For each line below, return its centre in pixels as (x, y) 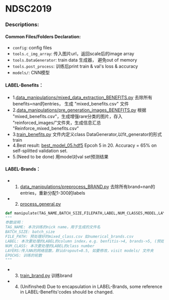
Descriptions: (22, 25)
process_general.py (40, 204)
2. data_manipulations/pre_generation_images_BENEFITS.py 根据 (79, 110)
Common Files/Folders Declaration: (43, 36)
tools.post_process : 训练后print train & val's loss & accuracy (75, 67)
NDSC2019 (28, 9)
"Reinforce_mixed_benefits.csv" (46, 128)
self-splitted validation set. (40, 151)
